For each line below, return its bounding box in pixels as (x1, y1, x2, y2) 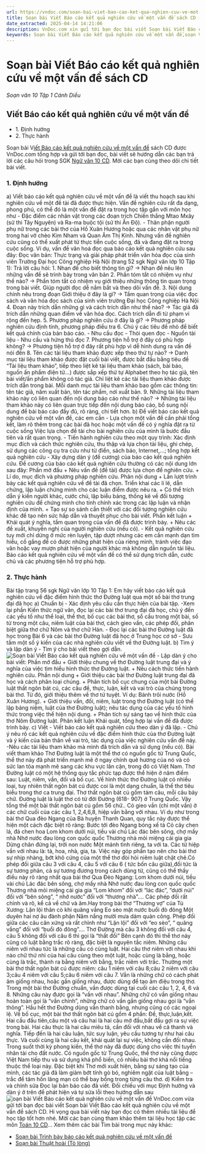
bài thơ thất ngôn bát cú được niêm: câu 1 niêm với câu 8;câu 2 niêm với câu (6, 965, 199, 972)
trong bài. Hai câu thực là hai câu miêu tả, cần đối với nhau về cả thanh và (6, 1024, 193, 1031)
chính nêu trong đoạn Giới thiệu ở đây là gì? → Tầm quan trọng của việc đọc (6, 291, 198, 298)
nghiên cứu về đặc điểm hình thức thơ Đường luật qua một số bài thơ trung (6, 593, 195, 601)
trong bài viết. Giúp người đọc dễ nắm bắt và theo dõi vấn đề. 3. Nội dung (6, 284, 192, 291)
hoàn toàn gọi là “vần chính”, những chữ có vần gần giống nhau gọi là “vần (6, 997, 195, 1005)
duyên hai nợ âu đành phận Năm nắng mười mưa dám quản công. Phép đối (6, 913, 196, 920)
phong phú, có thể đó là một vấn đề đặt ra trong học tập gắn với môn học (6, 206, 192, 213)
